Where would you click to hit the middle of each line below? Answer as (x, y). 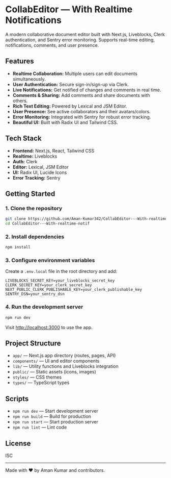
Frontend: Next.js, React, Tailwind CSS (53, 150)
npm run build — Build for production (52, 416)
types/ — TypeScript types (41, 383)
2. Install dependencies (35, 237)
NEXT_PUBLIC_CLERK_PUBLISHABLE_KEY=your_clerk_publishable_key (74, 290)
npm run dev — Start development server (55, 411)
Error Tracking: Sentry (36, 178)
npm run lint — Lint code (40, 427)
